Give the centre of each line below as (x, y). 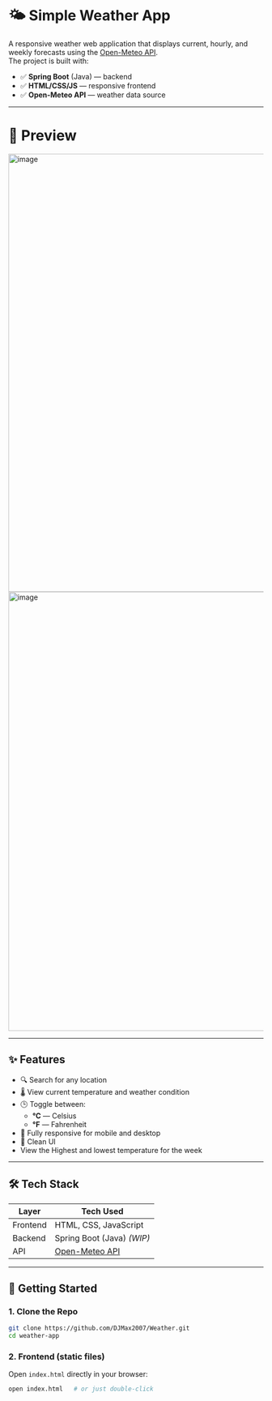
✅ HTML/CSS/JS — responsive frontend (88, 85)
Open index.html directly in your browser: (78, 1374)
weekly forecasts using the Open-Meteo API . (83, 52)
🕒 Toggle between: (53, 1104)
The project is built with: (49, 61)
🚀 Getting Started (53, 1288)
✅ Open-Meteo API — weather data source (93, 95)
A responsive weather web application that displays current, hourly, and (128, 43)
